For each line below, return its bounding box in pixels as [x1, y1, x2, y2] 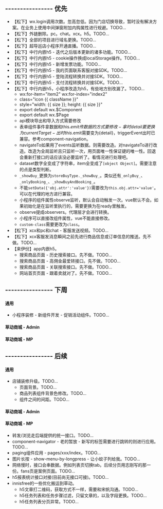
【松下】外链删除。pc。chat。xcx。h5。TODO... [12, 31, 109, 37]
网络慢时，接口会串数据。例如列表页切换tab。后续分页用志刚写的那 [12, 462, 147, 468]
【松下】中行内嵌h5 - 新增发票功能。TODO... [12, 61, 102, 67]
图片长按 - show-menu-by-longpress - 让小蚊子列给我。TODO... [12, 456, 140, 462]
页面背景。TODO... [19, 385, 57, 390]
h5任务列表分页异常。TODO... [19, 498, 79, 504]
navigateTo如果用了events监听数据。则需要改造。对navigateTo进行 [19, 142, 153, 148]
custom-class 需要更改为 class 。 [19, 221, 83, 227]
